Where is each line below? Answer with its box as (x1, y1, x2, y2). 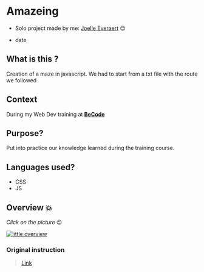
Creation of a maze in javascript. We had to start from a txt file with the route (6, 70, 198, 77)
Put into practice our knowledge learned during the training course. (6, 145, 175, 152)
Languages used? (6, 162, 75, 172)
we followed (6, 76, 37, 84)
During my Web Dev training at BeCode (6, 110, 105, 118)
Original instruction (6, 245, 65, 254)
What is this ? (6, 54, 59, 65)
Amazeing (6, 4, 59, 18)
